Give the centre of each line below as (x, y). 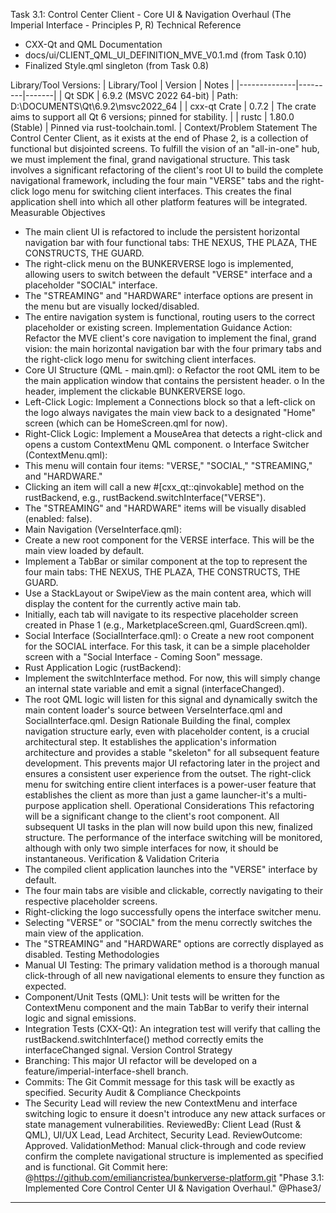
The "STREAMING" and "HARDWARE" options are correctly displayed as (174, 943)
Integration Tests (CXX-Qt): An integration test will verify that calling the (172, 1028)
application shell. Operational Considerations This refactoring (188, 805)
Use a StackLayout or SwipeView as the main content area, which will (168, 593)
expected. (45, 986)
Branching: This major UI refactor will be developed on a (141, 1060)
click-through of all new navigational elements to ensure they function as (174, 975)
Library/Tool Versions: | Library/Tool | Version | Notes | (122, 85)
